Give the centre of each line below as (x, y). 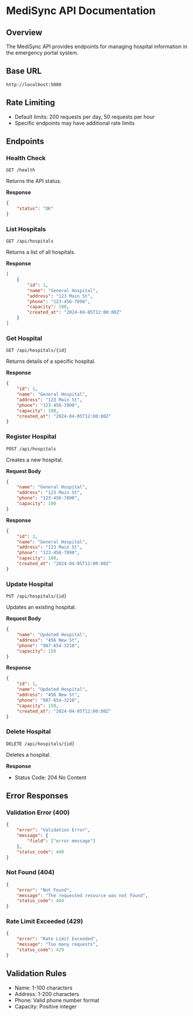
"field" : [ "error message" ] (61, 841)
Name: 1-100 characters (43, 988)
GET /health (21, 170)
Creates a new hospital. (35, 460)
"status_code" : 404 (40, 901)
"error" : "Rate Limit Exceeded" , (57, 939)
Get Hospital (24, 338)
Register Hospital (31, 437)
